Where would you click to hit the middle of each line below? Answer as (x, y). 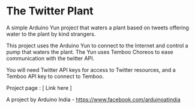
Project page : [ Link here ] (39, 87)
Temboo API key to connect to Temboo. (55, 76)
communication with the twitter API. (50, 58)
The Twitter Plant (50, 11)
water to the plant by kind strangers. (51, 34)
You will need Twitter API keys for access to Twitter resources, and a (91, 69)
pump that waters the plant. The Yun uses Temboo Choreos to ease (90, 52)
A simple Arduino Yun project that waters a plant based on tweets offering (97, 28)
